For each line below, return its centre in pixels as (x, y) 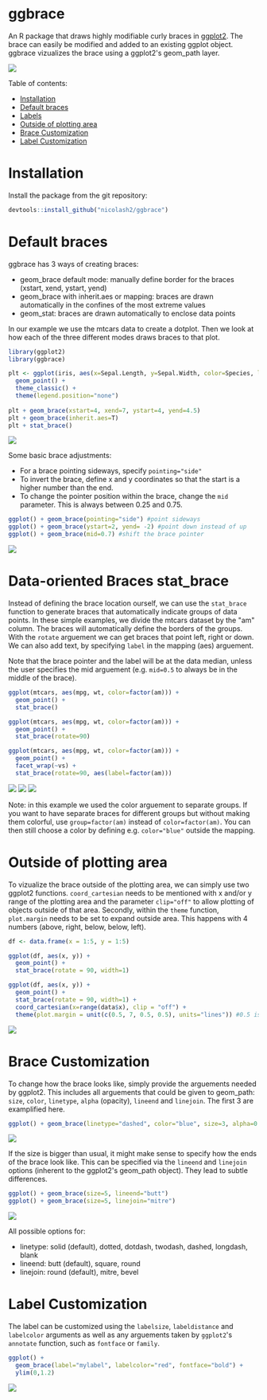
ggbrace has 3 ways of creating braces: (74, 264)
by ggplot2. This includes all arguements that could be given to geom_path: (132, 1092)
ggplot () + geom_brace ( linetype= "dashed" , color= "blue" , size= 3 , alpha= (131, 1124)
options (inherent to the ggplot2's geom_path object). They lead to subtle (128, 1171)
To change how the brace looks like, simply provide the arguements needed (132, 1084)
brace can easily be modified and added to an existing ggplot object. (121, 44)
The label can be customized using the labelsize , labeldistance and (121, 1327)
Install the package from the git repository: (78, 195)
